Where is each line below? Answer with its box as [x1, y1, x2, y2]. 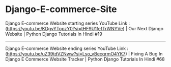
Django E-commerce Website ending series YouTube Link [5, 45, 126, 51]
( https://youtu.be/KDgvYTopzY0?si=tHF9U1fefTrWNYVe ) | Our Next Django [5, 25, 164, 31]
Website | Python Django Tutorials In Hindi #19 [5, 31, 103, 37]
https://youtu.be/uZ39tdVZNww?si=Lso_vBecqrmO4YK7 [7, 50, 126, 56]
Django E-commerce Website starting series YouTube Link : [5, 20, 130, 26]
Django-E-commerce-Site [5, 4, 117, 15]
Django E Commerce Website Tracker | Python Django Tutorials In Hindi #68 [5, 56, 165, 62]
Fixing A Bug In [131, 50, 163, 56]
